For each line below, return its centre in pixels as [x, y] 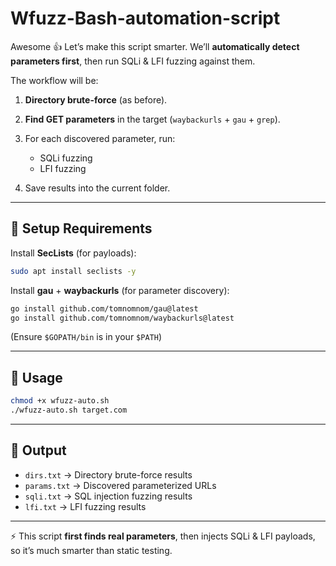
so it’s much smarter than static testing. [91, 550]
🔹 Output [38, 450]
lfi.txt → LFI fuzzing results [85, 506]
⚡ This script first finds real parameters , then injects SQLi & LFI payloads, [163, 536]
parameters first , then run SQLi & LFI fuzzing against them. [133, 61]
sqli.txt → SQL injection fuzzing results [108, 496]
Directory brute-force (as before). [96, 99]
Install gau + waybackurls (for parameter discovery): [120, 290]
